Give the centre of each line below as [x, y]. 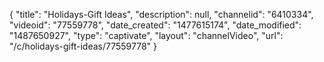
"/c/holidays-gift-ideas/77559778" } [83, 46]
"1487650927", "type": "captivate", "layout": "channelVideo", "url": [146, 35]
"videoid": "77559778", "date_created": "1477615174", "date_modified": [155, 25]
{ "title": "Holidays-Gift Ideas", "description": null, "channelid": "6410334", [161, 14]
